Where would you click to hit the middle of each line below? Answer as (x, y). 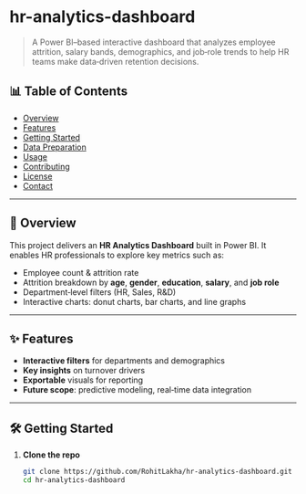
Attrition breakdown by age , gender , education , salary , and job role (151, 282)
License (37, 176)
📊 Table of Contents (69, 92)
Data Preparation (54, 147)
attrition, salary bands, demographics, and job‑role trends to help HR (160, 51)
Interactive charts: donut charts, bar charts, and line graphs (134, 301)
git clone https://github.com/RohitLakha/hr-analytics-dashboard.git (158, 472)
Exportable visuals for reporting (83, 380)
